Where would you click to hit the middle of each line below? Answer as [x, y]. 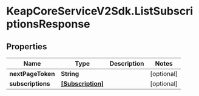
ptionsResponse [48, 24]
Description [127, 63]
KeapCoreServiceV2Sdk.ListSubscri [100, 11]
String [70, 74]
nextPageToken [32, 74]
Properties [27, 46]
